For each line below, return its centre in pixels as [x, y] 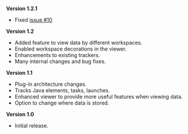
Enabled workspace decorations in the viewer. [70, 49]
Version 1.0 [20, 114]
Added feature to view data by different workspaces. [78, 43]
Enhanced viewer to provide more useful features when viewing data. [99, 97]
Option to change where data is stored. [62, 103]
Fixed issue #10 [33, 20]
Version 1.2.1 [22, 9]
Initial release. [31, 125]
